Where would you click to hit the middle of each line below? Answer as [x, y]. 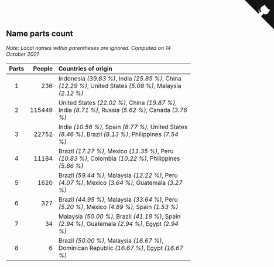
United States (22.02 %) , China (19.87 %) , [117, 103]
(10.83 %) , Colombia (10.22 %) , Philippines [119, 158]
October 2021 [23, 54]
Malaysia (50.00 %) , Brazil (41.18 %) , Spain [119, 216]
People [43, 69]
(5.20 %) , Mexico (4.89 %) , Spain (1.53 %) [118, 207]
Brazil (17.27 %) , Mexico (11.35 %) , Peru [116, 151]
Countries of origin [85, 69]
